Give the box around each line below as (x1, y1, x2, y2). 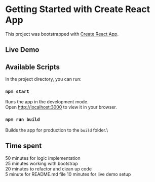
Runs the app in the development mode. (5, 99, 89, 105)
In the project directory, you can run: (5, 76, 82, 82)
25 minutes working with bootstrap (5, 160, 78, 166)
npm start (5, 89, 29, 94)
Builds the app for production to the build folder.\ (5, 127, 108, 133)
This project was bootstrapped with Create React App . (5, 31, 119, 37)
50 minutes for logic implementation (5, 155, 81, 161)
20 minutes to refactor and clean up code (5, 165, 92, 172)
